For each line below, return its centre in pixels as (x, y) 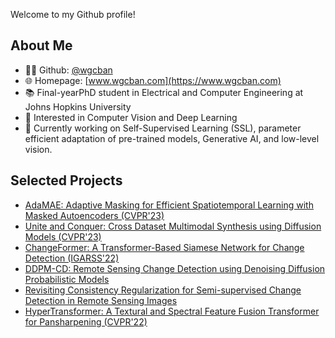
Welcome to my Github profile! (73, 14)
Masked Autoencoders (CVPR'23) (94, 215)
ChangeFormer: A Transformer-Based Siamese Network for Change (164, 247)
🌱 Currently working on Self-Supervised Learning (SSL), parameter (163, 128)
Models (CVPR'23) (63, 236)
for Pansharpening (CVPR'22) (86, 321)
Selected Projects (66, 180)
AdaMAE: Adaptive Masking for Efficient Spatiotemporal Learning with (169, 205)
